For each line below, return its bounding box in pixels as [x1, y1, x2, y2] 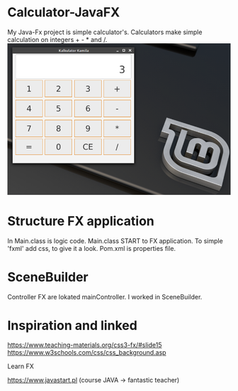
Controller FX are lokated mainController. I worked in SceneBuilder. [7, 292, 203, 301]
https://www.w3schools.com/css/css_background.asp [7, 348, 166, 357]
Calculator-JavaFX [7, 4, 120, 21]
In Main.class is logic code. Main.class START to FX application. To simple [7, 236, 223, 245]
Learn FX [7, 362, 34, 370]
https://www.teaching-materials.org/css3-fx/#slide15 [7, 341, 162, 349]
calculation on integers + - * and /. [7, 35, 108, 43]
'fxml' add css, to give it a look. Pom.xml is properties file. [7, 244, 176, 252]
